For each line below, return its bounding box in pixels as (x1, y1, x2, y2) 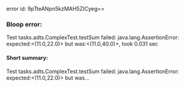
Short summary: (6, 54, 48, 61)
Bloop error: (6, 20, 42, 28)
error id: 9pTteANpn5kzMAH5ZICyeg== (6, 5, 105, 12)
